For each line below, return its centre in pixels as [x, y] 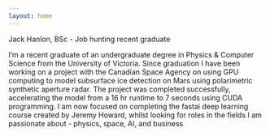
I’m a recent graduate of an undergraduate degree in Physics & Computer [131, 54]
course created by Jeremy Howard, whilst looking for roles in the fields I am [135, 115]
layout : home [30, 16]
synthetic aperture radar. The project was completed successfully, [120, 89]
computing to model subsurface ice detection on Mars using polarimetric [131, 80]
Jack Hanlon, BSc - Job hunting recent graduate [89, 39]
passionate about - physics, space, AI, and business [96, 123]
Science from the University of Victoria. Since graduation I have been [124, 63]
